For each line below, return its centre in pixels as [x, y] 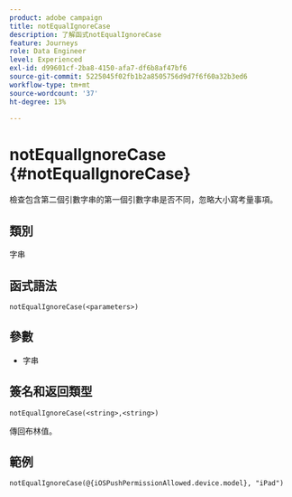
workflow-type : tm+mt [50, 85]
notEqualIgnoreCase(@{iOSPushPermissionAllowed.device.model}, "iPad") [146, 483]
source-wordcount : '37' [54, 93]
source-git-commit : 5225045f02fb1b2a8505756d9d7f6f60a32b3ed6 [128, 77]
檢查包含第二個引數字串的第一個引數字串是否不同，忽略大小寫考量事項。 [143, 200]
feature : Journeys [44, 43]
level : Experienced [46, 60]
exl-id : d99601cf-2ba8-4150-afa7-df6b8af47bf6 [98, 69]
